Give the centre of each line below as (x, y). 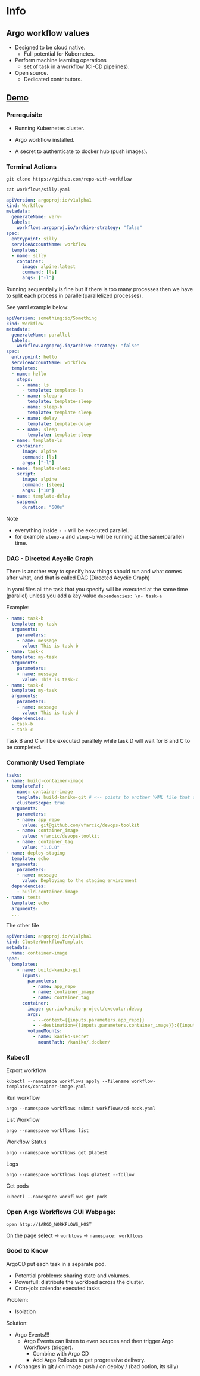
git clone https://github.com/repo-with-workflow (69, 179)
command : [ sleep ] (43, 485)
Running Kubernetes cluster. (49, 128)
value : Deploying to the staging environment (79, 881)
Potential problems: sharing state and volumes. (72, 1276)
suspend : (28, 501)
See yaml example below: (37, 307)
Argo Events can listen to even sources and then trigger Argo (99, 1341)
